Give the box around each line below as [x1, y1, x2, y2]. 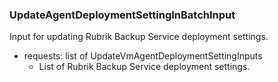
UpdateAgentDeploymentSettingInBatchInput [9, 8, 236, 22]
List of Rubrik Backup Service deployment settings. [38, 61, 251, 73]
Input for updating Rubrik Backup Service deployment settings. [9, 31, 269, 43]
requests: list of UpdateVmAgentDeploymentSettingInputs [23, 50, 263, 62]
